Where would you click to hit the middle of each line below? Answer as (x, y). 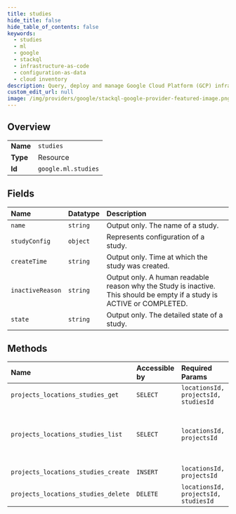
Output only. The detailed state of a (165, 315)
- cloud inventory (41, 79)
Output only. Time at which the (157, 257)
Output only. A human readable (158, 277)
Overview (29, 127)
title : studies (29, 14)
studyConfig (31, 241)
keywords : (22, 33)
